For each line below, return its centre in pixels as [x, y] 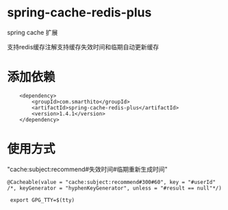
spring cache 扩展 [33, 32]
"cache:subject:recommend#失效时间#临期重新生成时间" [87, 169]
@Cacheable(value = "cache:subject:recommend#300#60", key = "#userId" [111, 182]
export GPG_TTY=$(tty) [42, 200]
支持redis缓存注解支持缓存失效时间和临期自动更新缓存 [83, 47]
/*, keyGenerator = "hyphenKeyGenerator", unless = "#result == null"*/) [115, 188]
